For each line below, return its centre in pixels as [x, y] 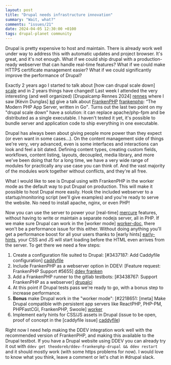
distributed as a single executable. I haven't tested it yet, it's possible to [80, 118]
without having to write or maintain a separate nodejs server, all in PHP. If [82, 218]
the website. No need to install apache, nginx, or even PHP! [68, 203]
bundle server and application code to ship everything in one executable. [82, 123]
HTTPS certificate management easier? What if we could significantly [78, 70]
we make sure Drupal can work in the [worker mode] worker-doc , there [80, 223]
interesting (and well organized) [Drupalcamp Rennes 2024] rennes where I [85, 96]
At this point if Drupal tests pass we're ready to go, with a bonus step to [88, 287]
